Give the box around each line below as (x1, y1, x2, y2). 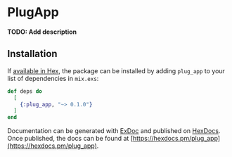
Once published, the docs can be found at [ (7, 134, 134, 143)
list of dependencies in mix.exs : (7, 74, 99, 82)
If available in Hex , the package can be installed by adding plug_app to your (7, 66, 225, 75)
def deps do (7, 87, 42, 95)
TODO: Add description (7, 27, 77, 36)
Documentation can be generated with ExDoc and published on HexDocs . (7, 127, 221, 135)
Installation (7, 48, 58, 60)
